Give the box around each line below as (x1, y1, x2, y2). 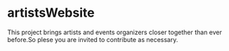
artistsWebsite (7, 5, 95, 21)
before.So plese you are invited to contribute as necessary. (7, 35, 178, 43)
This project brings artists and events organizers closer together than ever (7, 28, 223, 36)
